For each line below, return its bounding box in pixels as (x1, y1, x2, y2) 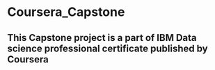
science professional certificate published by (7, 42, 208, 54)
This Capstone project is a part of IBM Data (7, 32, 197, 44)
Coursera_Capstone (7, 4, 125, 20)
